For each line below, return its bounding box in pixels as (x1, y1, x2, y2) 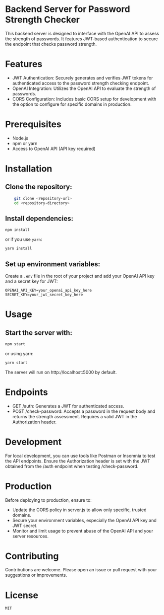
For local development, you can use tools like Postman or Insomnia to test (5, 453, 156, 459)
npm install (5, 228, 30, 232)
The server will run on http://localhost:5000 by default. (5, 369, 117, 375)
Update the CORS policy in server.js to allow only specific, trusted (12, 507, 147, 513)
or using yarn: (5, 350, 34, 356)
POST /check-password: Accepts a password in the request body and (12, 408, 156, 414)
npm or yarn (12, 140, 38, 146)
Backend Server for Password (5, 3, 130, 15)
